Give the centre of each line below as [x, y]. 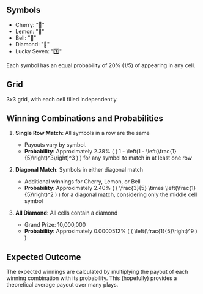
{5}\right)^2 [39, 194]
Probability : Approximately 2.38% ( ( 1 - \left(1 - [84, 152]
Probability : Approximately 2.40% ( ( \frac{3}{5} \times [94, 188]
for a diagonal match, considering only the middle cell [130, 194]
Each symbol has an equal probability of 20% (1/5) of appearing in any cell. [101, 65]
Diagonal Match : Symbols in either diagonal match [79, 170]
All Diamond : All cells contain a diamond [66, 213]
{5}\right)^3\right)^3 [50, 158]
